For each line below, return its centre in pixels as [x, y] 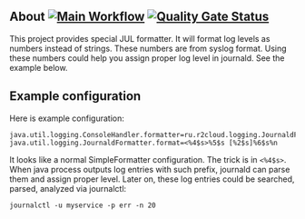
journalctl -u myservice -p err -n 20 [83, 205]
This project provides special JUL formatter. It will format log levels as [140, 38]
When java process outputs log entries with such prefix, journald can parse [150, 169]
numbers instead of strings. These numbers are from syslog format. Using [148, 48]
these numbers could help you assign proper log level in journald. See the [147, 58]
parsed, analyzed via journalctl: [68, 188]
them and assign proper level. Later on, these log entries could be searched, [152, 179]
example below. [39, 67]
